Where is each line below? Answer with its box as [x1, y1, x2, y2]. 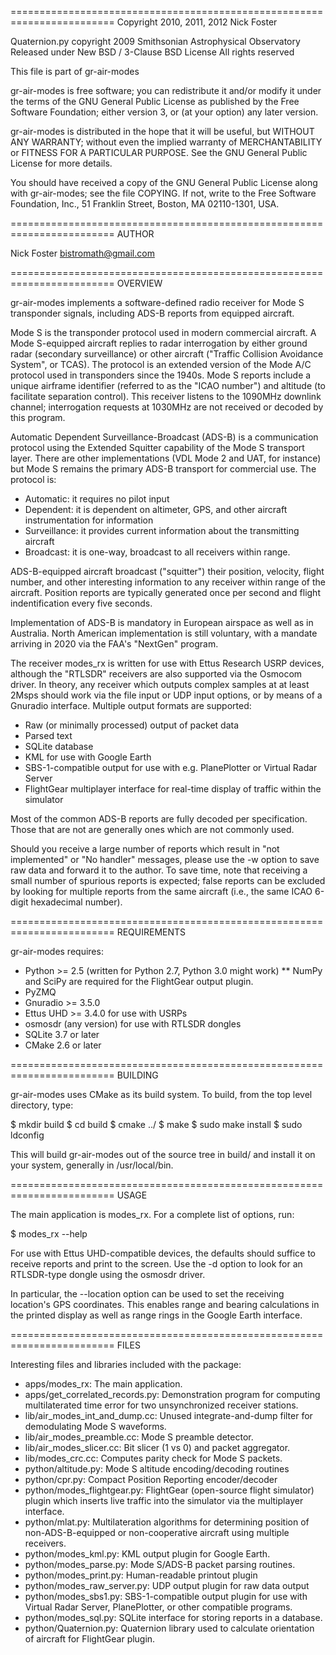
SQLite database [24, 741, 94, 752]
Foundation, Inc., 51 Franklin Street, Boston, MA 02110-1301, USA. [10, 198, 280, 210]
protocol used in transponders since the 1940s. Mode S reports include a [10, 369, 312, 381]
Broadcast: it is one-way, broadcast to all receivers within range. [24, 546, 291, 558]
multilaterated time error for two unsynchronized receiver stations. [24, 1399, 299, 1411]
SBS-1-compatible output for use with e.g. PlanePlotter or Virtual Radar [24, 762, 318, 773]
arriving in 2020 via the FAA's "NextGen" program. [10, 638, 219, 650]
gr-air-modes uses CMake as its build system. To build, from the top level [10, 1089, 313, 1100]
